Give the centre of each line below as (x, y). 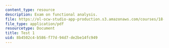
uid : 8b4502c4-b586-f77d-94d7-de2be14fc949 (52, 38)
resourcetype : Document (30, 28)
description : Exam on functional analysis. (52, 14)
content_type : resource (30, 10)
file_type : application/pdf (35, 24)
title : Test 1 (20, 33)
